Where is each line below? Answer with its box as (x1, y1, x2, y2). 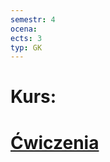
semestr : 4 (10, 14, 56, 25)
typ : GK (10, 42, 43, 53)
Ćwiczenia (10, 131, 100, 154)
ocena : (10, 24, 38, 34)
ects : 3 (10, 33, 43, 43)
